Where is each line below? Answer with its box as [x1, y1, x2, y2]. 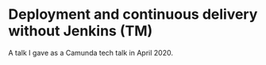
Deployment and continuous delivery [8, 5, 258, 23]
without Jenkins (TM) [8, 22, 153, 40]
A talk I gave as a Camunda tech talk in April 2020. [8, 48, 173, 57]
